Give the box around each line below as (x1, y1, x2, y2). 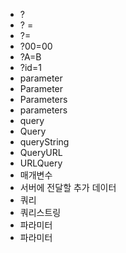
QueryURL (19, 147, 63, 158)
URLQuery (19, 157, 63, 169)
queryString (19, 136, 70, 148)
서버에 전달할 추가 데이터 (19, 182, 117, 193)
